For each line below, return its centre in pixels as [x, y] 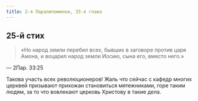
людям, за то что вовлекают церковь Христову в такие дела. [84, 92]
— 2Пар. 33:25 [25, 68]
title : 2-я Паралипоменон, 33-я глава [54, 12]
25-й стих [25, 36]
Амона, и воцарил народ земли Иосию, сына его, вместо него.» [102, 56]
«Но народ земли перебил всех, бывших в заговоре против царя [103, 50]
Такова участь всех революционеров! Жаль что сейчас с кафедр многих [99, 79]
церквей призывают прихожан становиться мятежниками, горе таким [96, 86]
